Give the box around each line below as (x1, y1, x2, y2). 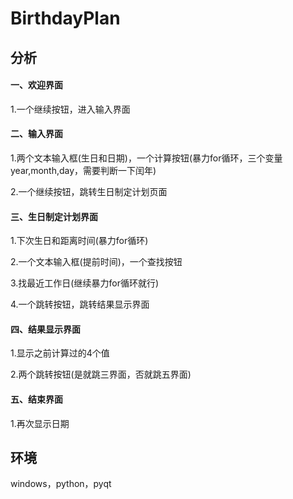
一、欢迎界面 (10, 79, 63, 91)
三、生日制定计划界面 (10, 210, 98, 222)
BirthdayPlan (10, 7, 121, 30)
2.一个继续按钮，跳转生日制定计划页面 (10, 185, 168, 197)
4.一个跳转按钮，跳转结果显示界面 (10, 298, 150, 311)
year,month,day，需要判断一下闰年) (10, 164, 157, 176)
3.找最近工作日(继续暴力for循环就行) (10, 277, 160, 289)
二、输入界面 (10, 128, 63, 140)
